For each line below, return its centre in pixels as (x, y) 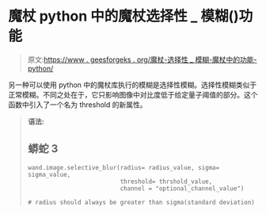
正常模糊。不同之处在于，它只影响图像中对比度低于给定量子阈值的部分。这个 (133, 94)
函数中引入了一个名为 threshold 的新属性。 (78, 105)
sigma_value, (49, 174)
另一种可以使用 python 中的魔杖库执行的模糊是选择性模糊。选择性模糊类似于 (133, 85)
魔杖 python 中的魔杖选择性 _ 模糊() (123, 16)
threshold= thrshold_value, (166, 182)
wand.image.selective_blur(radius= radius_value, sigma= (123, 167)
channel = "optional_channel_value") (182, 188)
